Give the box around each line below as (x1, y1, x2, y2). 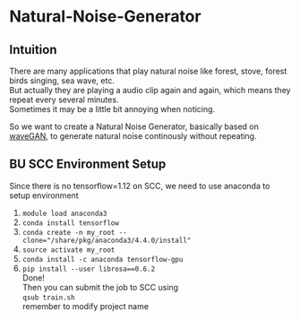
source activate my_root (21, 245, 116, 255)
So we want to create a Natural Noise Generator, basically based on (9, 121, 260, 132)
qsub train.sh (21, 293, 75, 302)
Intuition (9, 42, 57, 57)
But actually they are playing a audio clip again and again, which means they (9, 85, 291, 95)
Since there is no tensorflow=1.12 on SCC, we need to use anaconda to (9, 180, 270, 191)
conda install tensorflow (21, 218, 119, 228)
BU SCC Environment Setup (9, 157, 167, 172)
